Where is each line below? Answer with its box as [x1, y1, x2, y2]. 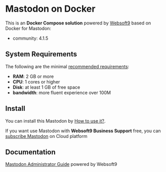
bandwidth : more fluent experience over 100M [12, 90, 111, 96]
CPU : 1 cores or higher [12, 78, 60, 84]
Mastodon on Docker [5, 3, 96, 15]
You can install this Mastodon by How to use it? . [5, 118, 106, 124]
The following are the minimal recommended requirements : [5, 63, 129, 69]
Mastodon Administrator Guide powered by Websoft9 [5, 161, 117, 167]
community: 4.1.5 [12, 35, 48, 41]
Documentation [5, 148, 56, 156]
